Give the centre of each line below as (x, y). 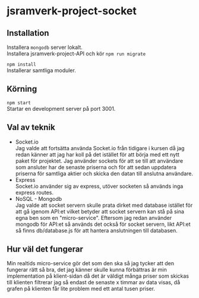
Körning (22, 89)
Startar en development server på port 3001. (61, 108)
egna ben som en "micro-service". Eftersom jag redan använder (94, 218)
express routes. (34, 193)
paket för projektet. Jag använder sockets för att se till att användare (99, 161)
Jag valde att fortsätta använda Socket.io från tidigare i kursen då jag (100, 148)
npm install (21, 64)
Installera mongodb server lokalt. (45, 47)
